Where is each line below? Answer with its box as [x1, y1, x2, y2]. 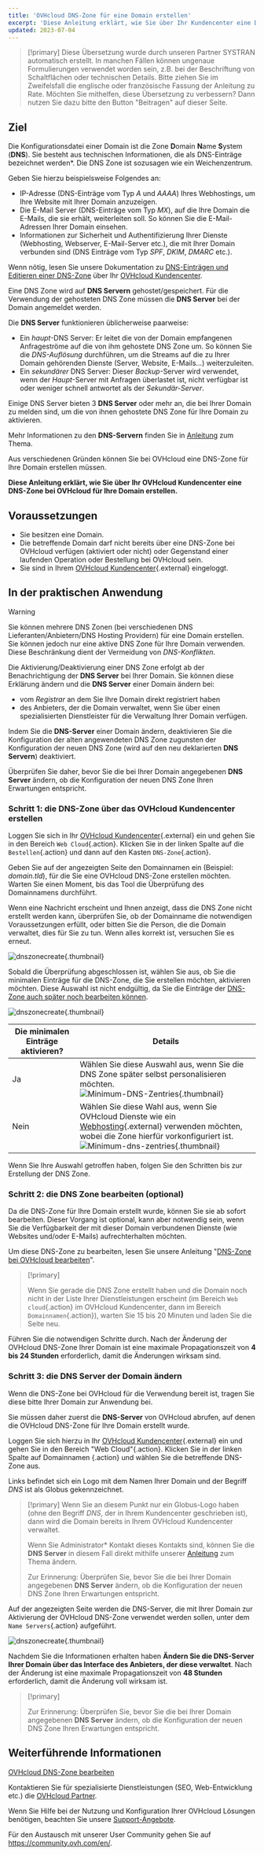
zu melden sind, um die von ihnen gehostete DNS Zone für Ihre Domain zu [8, 407, 249, 417]
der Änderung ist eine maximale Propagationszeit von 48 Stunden [8, 1668, 222, 1677]
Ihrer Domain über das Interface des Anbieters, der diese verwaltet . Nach [8, 1659, 252, 1669]
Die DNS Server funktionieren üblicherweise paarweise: [8, 318, 189, 327]
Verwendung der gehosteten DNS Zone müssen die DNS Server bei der [8, 294, 240, 304]
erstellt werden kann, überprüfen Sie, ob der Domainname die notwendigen [8, 912, 253, 921]
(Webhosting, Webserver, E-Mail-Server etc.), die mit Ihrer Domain [19, 239, 236, 249]
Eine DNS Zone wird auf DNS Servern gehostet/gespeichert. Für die [8, 286, 229, 296]
